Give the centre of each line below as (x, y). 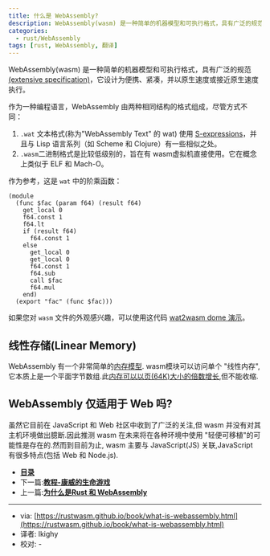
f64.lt (34, 225)
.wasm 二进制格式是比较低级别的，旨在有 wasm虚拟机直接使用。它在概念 (138, 154)
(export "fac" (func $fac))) (64, 302)
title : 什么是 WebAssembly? (53, 16)
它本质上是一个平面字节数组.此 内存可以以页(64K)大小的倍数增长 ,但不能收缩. (133, 376)
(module (21, 196)
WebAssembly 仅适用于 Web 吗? (90, 404)
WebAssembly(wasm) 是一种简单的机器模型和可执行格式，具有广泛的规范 (130, 70)
